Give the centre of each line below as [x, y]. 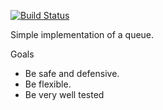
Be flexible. [48, 84]
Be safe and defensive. [72, 73]
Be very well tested [64, 94]
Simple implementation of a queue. [82, 34]
